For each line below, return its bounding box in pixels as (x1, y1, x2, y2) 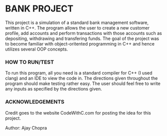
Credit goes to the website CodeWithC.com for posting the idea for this (5, 109, 151, 115)
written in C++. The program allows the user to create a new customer (5, 24, 150, 30)
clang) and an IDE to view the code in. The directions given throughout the (5, 75, 158, 81)
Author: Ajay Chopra (5, 124, 47, 130)
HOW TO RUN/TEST (5, 58, 54, 65)
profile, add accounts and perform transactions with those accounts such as (5, 30, 162, 36)
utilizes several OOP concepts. (5, 46, 68, 52)
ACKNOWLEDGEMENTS (5, 98, 65, 105)
